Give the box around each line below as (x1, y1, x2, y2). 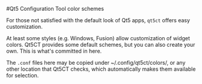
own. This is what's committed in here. (6, 47, 102, 55)
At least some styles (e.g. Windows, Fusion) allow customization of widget (6, 35, 191, 41)
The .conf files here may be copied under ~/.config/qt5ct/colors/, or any (6, 59, 186, 66)
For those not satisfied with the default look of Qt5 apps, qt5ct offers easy (6, 17, 191, 23)
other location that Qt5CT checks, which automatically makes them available (6, 65, 196, 73)
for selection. (6, 72, 39, 79)
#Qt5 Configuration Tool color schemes (6, 5, 104, 12)
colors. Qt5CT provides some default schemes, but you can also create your (6, 41, 195, 48)
